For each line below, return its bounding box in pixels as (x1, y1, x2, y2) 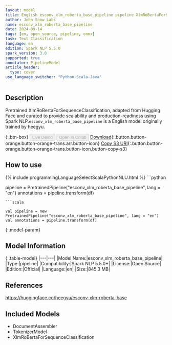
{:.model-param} (5, 227, 41, 233)
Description (5, 94, 44, 102)
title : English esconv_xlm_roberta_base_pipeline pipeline (5, 12, 134, 17)
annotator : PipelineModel (5, 60, 60, 65)
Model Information (5, 241, 66, 250)
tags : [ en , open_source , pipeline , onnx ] (5, 31, 95, 37)
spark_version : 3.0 (5, 50, 47, 56)
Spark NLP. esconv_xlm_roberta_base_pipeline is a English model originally (5, 118, 162, 124)
